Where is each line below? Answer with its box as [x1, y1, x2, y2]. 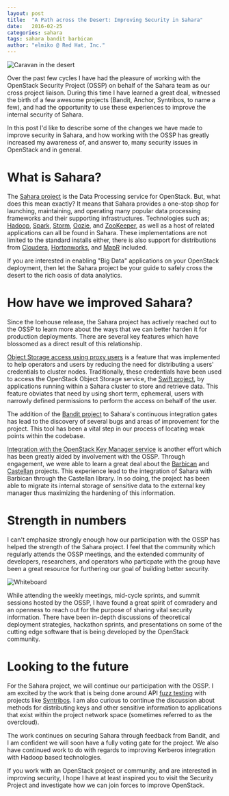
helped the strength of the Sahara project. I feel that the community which [7, 542, 215, 551]
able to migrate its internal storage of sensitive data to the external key [7, 481, 206, 490]
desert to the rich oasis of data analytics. [7, 271, 122, 279]
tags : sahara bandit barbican [7, 36, 94, 43]
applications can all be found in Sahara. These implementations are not [7, 228, 207, 237]
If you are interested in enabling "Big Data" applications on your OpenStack [7, 256, 219, 265]
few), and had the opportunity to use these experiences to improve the [7, 104, 206, 111]
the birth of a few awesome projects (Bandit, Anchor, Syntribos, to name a [7, 96, 216, 104]
